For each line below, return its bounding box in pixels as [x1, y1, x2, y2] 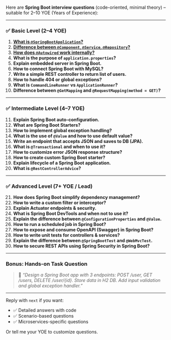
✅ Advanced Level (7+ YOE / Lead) [6, 183, 93, 190]
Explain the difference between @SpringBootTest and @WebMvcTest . [13, 237, 153, 243]
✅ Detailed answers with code [13, 307, 77, 314]
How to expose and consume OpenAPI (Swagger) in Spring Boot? [13, 226, 154, 233]
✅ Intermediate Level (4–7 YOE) [6, 105, 85, 112]
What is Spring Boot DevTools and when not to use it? [13, 210, 128, 216]
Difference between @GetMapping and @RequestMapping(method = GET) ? [13, 88, 161, 94]
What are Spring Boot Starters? [13, 122, 81, 128]
